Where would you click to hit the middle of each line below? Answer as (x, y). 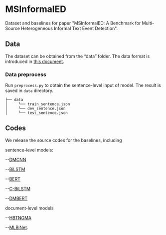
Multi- (148, 23)
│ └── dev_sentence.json (35, 108)
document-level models (29, 208)
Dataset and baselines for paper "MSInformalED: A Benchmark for (73, 23)
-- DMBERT (16, 198)
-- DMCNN (16, 159)
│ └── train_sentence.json (38, 104)
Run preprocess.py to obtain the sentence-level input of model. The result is (83, 85)
